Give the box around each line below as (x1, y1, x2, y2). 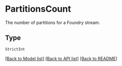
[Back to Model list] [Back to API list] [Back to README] (5, 55, 118, 62)
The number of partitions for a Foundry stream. (5, 20, 100, 25)
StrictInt (5, 46, 25, 52)
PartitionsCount (5, 3, 71, 15)
